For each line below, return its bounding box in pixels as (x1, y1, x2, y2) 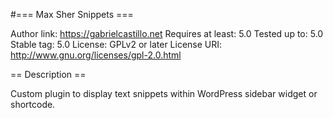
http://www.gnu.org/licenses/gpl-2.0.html (10, 49, 182, 61)
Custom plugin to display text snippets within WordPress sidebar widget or (10, 88, 318, 99)
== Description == (10, 69, 87, 80)
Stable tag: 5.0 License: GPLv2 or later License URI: (10, 39, 223, 50)
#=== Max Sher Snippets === (10, 9, 134, 20)
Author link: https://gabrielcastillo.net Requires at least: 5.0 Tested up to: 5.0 (10, 28, 324, 39)
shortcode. (10, 99, 56, 110)
